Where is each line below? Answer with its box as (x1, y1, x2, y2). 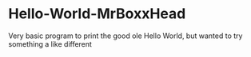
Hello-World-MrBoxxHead (8, 5, 186, 23)
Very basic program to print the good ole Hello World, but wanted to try (8, 31, 243, 40)
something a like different (8, 39, 92, 48)
